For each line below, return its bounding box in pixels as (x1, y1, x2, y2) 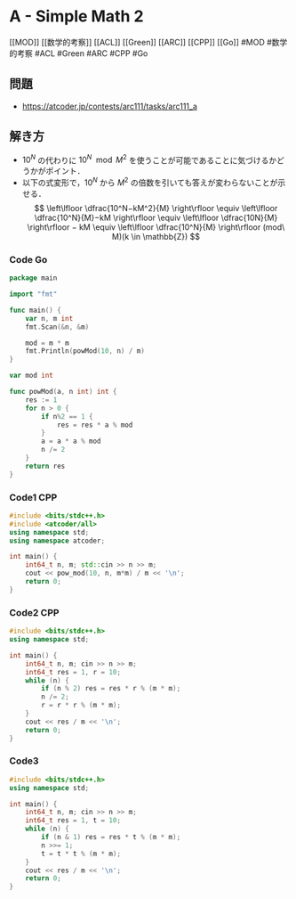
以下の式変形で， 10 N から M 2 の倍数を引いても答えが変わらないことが (21, 176, 278, 188)
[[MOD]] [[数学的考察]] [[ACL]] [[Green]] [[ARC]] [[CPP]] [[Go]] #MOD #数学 (9, 37, 288, 47)
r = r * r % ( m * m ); (41, 701, 122, 710)
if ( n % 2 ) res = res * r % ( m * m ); (41, 684, 181, 693)
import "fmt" (9, 290, 58, 299)
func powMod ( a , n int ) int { (9, 388, 117, 396)
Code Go (9, 253, 48, 266)
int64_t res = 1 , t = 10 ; (25, 816, 122, 825)
